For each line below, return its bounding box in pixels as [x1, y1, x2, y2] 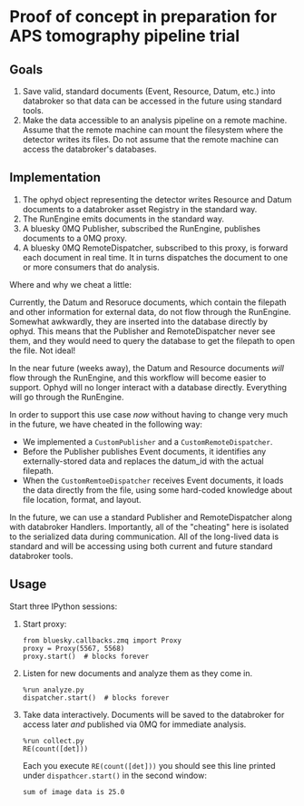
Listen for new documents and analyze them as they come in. [22, 667, 252, 678]
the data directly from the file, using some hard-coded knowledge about [22, 484, 293, 496]
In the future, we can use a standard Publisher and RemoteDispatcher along [9, 511, 293, 523]
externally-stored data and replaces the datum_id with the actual [22, 456, 265, 467]
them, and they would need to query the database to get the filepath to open [9, 335, 296, 346]
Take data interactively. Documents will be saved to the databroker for [22, 709, 285, 720]
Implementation [9, 170, 102, 185]
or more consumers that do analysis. [22, 261, 161, 272]
